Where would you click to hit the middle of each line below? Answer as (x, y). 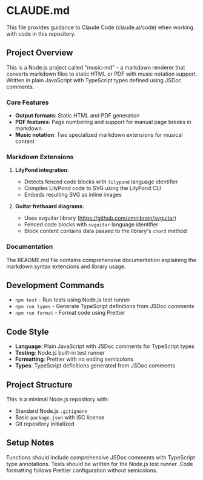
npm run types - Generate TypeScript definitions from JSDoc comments (105, 306)
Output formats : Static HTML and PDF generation (77, 116)
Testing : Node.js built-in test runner (60, 353)
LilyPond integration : (42, 170)
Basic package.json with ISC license (60, 418)
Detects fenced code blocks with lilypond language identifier (101, 182)
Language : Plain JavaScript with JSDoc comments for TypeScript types (105, 346)
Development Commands (55, 285)
